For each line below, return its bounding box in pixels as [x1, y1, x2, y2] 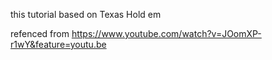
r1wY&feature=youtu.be [10, 39, 107, 50]
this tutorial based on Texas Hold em [10, 9, 162, 20]
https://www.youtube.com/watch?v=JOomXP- [71, 28, 262, 39]
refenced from [10, 28, 70, 39]
